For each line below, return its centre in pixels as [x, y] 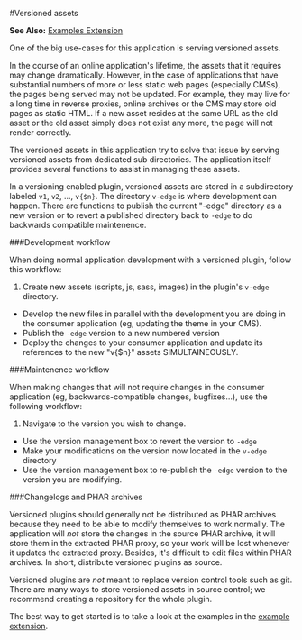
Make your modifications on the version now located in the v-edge [145, 451]
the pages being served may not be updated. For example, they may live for [150, 94]
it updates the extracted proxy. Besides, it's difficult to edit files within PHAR [151, 553]
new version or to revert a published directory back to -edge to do [131, 215]
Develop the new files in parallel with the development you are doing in [154, 314]
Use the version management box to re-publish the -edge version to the [155, 470]
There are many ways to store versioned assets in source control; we [137, 589]
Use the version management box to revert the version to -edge [139, 441]
